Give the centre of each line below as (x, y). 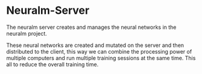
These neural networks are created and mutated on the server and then (95, 45)
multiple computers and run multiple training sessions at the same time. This (101, 58)
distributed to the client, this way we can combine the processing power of (99, 51)
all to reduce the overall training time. (52, 64)
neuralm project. (27, 33)
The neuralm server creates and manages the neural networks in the (91, 27)
